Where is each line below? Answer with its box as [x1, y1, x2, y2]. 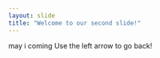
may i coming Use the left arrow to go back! [8, 41, 153, 50]
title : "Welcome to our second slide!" [8, 19, 142, 27]
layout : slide [8, 11, 56, 20]
